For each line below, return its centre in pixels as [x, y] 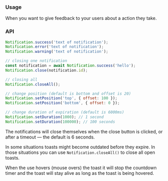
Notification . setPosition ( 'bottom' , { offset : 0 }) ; [63, 103]
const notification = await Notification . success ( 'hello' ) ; [71, 66]
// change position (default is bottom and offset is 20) [68, 94]
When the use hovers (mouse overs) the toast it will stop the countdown [81, 168]
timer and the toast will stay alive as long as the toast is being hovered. [80, 173]
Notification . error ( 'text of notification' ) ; [54, 47]
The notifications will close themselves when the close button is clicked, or [84, 131]
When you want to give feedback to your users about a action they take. [81, 18]
